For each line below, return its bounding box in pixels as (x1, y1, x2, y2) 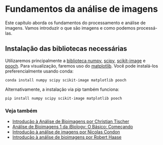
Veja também (5, 107, 38, 114)
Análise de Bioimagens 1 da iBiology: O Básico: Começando (12, 124, 133, 130)
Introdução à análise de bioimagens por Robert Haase (12, 134, 122, 140)
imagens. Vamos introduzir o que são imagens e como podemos (5, 25, 136, 31)
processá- (136, 25, 158, 31)
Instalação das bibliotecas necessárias (5, 44, 127, 53)
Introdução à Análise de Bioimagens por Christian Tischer (12, 118, 130, 124)
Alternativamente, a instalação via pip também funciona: (5, 86, 120, 92)
